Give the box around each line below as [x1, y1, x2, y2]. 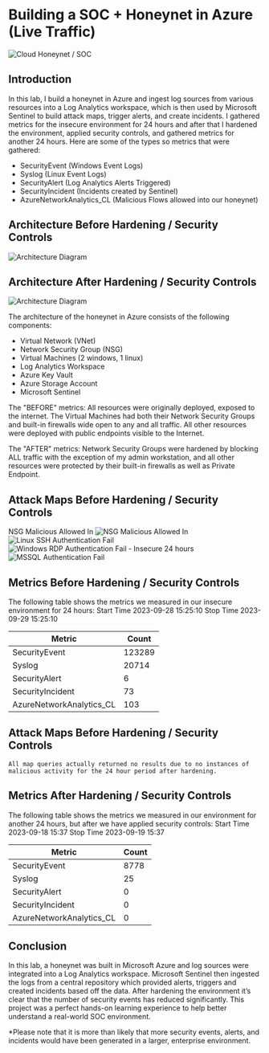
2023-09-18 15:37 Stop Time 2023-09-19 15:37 [8, 827, 165, 837]
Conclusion [8, 940, 67, 953]
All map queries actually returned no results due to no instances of [8, 760, 250, 768]
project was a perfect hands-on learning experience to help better [8, 1003, 227, 1013]
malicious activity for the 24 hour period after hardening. [8, 767, 218, 775]
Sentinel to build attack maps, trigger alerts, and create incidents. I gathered [8, 111, 260, 120]
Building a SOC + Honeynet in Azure [8, 6, 253, 24]
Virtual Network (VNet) [19, 336, 96, 346]
